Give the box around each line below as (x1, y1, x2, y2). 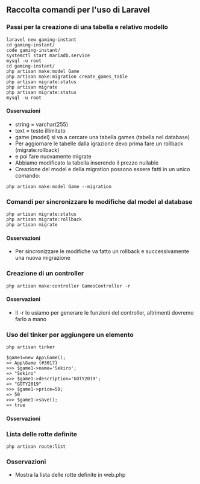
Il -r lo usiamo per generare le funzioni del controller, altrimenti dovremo (14, 309, 194, 316)
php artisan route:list (6, 444, 66, 450)
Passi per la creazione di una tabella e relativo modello (6, 23, 169, 31)
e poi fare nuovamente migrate (14, 152, 92, 160)
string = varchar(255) (14, 121, 69, 128)
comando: (14, 172, 40, 179)
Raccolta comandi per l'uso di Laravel (6, 5, 151, 15)
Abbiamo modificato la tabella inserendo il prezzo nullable (14, 159, 159, 166)
